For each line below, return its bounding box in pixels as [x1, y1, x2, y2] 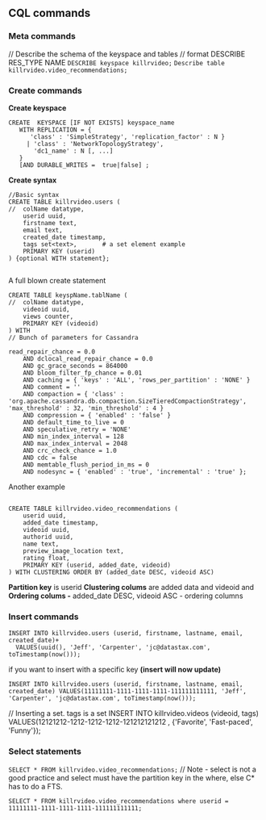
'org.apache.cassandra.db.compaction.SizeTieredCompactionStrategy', [8, 397, 247, 405]
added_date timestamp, [23, 518, 99, 527]
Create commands [8, 85, 82, 96]
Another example [8, 482, 66, 492]
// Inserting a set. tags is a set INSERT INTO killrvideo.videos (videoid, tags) [8, 709, 260, 718]
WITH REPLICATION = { [19, 125, 92, 134]
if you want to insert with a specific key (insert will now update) [8, 665, 222, 675]
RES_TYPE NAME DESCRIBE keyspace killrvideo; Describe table [8, 57, 226, 67]
